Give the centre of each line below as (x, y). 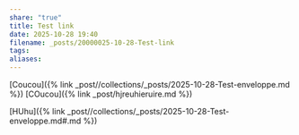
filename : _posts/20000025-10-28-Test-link (92, 42)
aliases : (26, 59)
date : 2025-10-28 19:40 (54, 34)
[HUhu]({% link (37, 111)
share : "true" (36, 17)
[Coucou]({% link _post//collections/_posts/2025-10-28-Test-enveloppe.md (149, 84)
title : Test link (42, 26)
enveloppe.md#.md (45, 121)
